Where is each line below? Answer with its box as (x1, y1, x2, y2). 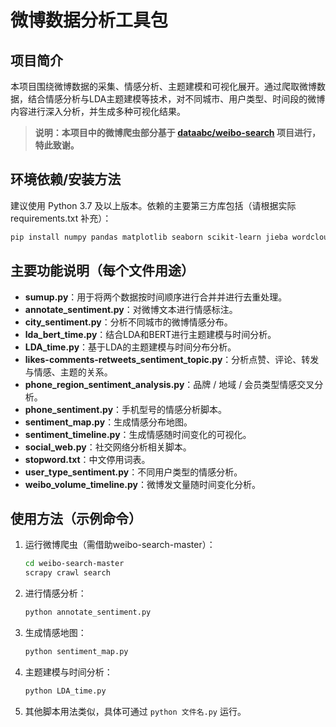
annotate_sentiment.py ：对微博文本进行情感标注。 (24, 303, 238, 315)
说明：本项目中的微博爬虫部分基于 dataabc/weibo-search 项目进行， (34, 127, 321, 138)
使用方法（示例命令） (10, 510, 142, 527)
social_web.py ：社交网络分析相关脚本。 (24, 441, 192, 453)
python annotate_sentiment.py (24, 607, 152, 618)
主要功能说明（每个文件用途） (10, 262, 195, 280)
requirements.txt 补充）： (10, 212, 112, 224)
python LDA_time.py (24, 686, 107, 696)
